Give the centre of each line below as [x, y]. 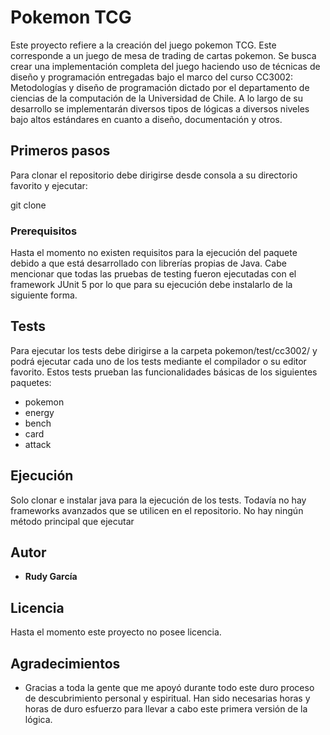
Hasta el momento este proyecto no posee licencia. [116, 632]
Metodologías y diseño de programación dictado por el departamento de [160, 87]
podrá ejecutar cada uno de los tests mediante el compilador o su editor [158, 361]
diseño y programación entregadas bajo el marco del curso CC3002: [152, 77]
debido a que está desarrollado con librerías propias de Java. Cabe [148, 263]
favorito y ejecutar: [49, 185]
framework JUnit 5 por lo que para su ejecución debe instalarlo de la [151, 285]
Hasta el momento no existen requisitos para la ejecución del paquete [154, 253]
